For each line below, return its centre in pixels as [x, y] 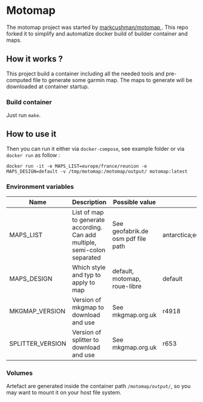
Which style [89, 267]
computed [19, 80]
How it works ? [35, 59]
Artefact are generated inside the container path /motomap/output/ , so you [98, 386]
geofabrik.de [130, 231]
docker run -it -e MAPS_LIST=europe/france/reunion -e [77, 166]
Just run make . [24, 115]
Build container [29, 102]
